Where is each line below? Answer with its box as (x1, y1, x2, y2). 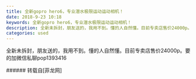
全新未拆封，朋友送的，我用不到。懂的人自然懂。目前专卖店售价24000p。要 (6, 47, 191, 54)
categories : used (6, 30, 49, 36)
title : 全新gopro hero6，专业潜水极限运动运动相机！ (6, 8, 124, 15)
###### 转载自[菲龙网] (6, 67, 62, 74)
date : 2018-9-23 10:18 (6, 14, 62, 20)
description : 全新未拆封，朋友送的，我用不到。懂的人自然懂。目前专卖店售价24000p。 (6, 25, 192, 31)
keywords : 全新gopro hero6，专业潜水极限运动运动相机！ (6, 19, 132, 25)
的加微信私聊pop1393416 (6, 54, 67, 61)
